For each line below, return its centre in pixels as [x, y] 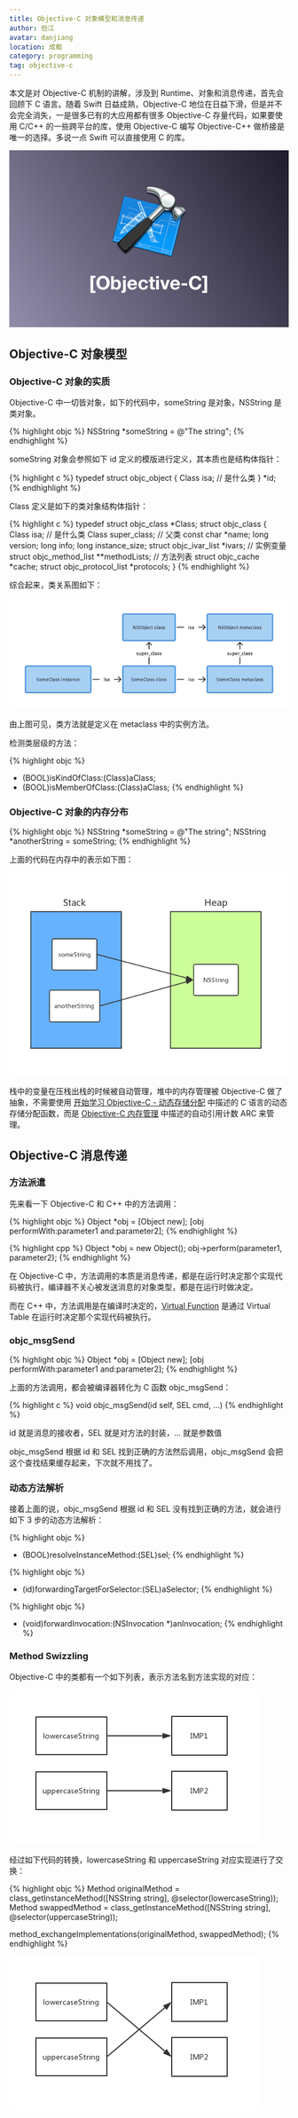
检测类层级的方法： [44, 743]
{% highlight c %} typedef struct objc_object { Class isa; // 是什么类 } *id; [143, 478]
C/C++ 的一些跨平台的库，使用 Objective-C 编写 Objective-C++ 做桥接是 [152, 126]
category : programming [51, 56]
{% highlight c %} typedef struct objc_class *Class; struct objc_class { [138, 524]
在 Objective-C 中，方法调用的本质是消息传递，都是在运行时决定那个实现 [142, 1276]
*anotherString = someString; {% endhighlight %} [100, 841]
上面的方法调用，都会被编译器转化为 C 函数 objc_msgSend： [120, 1388]
